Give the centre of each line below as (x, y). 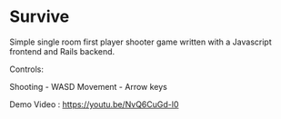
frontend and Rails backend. (62, 51)
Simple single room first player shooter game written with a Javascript (141, 42)
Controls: (26, 69)
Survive (40, 17)
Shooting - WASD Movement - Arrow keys (89, 86)
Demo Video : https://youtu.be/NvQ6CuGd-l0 (94, 104)
